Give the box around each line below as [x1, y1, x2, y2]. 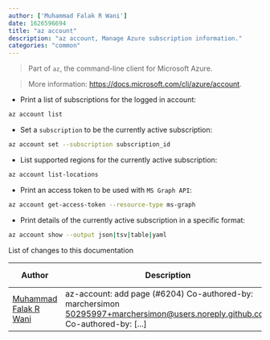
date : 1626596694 [8, 19, 67, 27]
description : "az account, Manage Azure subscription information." [8, 34, 243, 43]
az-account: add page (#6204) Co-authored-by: [65, 288, 254, 299]
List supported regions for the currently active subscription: [19, 154, 218, 165]
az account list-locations [8, 170, 99, 178]
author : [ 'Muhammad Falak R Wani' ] [8, 11, 128, 20]
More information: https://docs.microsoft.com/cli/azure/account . [27, 80, 243, 89]
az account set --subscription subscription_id [8, 141, 171, 149]
